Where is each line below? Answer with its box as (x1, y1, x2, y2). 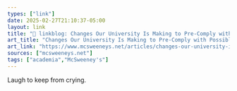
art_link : (7, 43, 37, 50)
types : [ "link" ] (7, 10, 55, 18)
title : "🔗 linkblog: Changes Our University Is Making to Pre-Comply (7, 30, 217, 37)
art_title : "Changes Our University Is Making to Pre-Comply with (7, 37, 207, 44)
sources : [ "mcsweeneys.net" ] (7, 50, 93, 57)
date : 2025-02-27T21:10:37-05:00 (7, 17, 106, 24)
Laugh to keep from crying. (7, 75, 87, 84)
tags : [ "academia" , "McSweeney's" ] (7, 56, 109, 63)
